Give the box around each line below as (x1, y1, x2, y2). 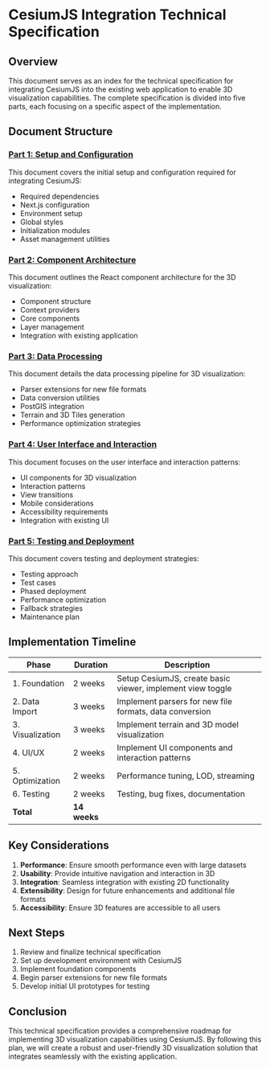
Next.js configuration (19, 199, 90, 210)
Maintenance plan (19, 612, 80, 621)
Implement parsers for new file (116, 695, 233, 707)
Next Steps (8, 926, 65, 940)
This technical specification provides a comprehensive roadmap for (8, 1026, 232, 1036)
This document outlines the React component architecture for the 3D (8, 272, 236, 282)
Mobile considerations (19, 498, 94, 508)
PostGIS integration (19, 402, 84, 412)
